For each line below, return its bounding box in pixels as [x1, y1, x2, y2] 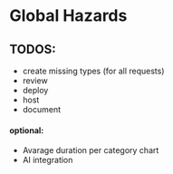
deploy [22, 85, 49, 95]
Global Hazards [9, 5, 128, 26]
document [22, 104, 62, 114]
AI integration [22, 155, 73, 166]
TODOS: [9, 42, 56, 57]
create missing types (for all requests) [22, 65, 165, 76]
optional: [9, 124, 44, 136]
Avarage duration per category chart [22, 145, 159, 156]
